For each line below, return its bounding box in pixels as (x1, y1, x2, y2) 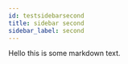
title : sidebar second (8, 19, 85, 27)
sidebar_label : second (8, 26, 85, 34)
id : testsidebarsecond (8, 11, 85, 20)
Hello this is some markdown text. (8, 49, 121, 58)
